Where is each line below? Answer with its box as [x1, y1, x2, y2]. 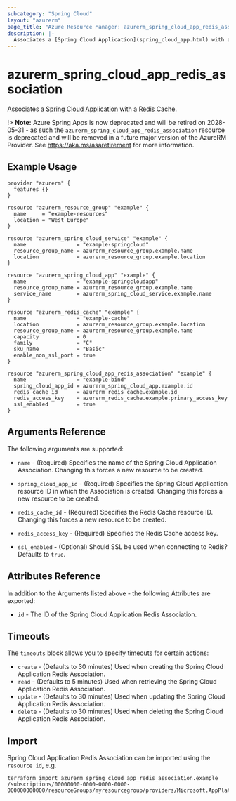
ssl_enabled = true [13, 401, 96, 408]
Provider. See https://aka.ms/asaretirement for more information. [7, 141, 195, 150]
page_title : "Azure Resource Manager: [7, 23, 121, 30]
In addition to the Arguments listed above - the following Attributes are [7, 589, 211, 597]
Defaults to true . [17, 550, 65, 558]
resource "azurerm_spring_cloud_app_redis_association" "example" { [7, 370, 212, 377]
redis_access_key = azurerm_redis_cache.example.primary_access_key [13, 395, 228, 402]
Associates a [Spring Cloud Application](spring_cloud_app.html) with [13, 37, 225, 44]
